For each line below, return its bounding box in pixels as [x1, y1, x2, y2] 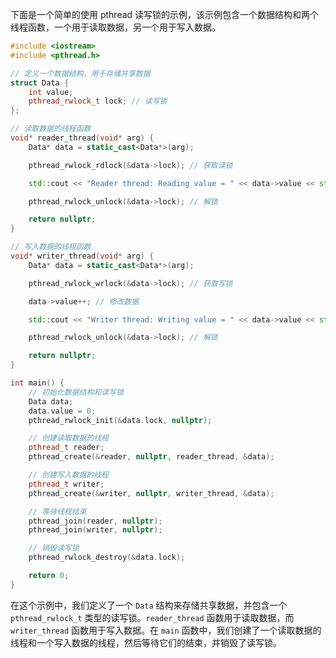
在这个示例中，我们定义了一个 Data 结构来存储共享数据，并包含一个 [10, 599, 288, 611]
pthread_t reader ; [28, 443, 105, 453]
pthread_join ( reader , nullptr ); [28, 516, 163, 526]
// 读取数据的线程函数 [10, 124, 92, 134]
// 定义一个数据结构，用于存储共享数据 [10, 68, 151, 78]
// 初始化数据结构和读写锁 [28, 387, 124, 397]
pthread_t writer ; [28, 479, 105, 489]
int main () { [10, 378, 65, 388]
